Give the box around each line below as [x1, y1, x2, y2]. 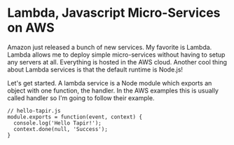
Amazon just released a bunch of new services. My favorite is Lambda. [7, 43, 212, 51]
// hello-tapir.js [7, 107, 61, 114]
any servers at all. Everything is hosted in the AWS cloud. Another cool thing [7, 57, 228, 66]
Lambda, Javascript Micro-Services [7, 5, 221, 21]
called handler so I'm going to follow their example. [7, 93, 155, 102]
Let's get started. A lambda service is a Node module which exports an [7, 78, 212, 87]
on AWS [7, 20, 55, 36]
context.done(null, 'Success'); [13, 125, 109, 132]
